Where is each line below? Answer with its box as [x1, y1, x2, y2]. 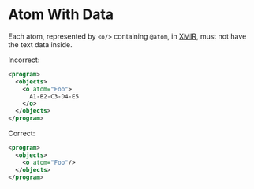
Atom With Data [8, 6, 114, 24]
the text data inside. [8, 39, 73, 49]
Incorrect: [8, 55, 40, 65]
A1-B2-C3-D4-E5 [28, 92, 80, 100]
